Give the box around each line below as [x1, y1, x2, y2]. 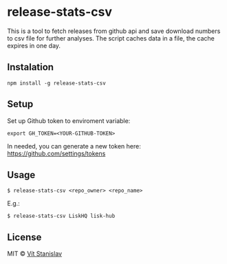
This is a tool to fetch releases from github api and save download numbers [7, 27, 221, 35]
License [7, 231, 42, 243]
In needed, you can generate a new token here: [7, 142, 141, 150]
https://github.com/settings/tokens [7, 149, 106, 157]
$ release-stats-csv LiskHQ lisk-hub [7, 212, 116, 220]
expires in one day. [7, 41, 61, 49]
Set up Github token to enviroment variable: [7, 116, 131, 124]
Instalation [7, 61, 54, 73]
